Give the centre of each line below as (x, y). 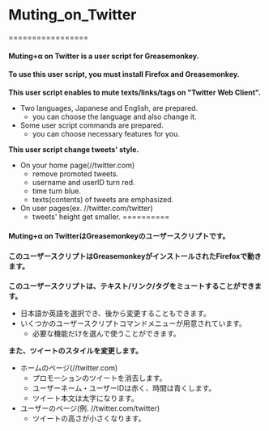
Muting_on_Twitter (73, 15)
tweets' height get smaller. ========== (101, 217)
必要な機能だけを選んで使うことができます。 (106, 333)
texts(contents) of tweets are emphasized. (103, 199)
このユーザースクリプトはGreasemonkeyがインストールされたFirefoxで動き (135, 256)
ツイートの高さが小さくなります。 (89, 418)
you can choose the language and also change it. (114, 116)
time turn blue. (56, 191)
